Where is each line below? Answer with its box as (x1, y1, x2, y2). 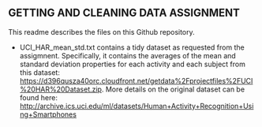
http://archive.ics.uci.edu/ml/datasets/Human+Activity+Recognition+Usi (19, 101, 254, 110)
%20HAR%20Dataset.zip (19, 84, 103, 94)
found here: (19, 92, 58, 102)
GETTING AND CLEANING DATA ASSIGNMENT (8, 6, 241, 20)
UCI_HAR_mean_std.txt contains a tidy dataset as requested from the (19, 43, 245, 52)
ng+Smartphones (19, 110, 77, 119)
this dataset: (19, 67, 61, 77)
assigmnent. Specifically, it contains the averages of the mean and (19, 50, 237, 60)
